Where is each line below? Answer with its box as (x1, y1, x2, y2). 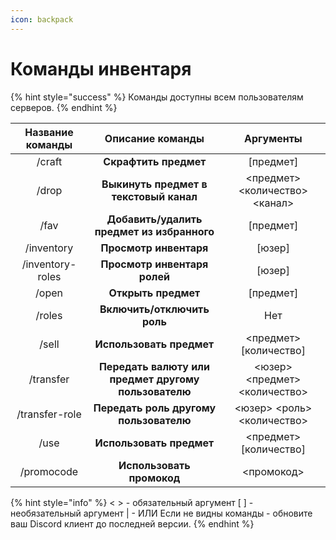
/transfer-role (16, 407, 82, 421)
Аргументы (244, 131, 303, 145)
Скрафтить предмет (103, 154, 207, 168)
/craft (36, 154, 63, 168)
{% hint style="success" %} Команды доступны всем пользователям (10, 91, 304, 103)
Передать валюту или (98, 359, 210, 373)
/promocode (19, 464, 79, 478)
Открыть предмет (108, 286, 201, 300)
